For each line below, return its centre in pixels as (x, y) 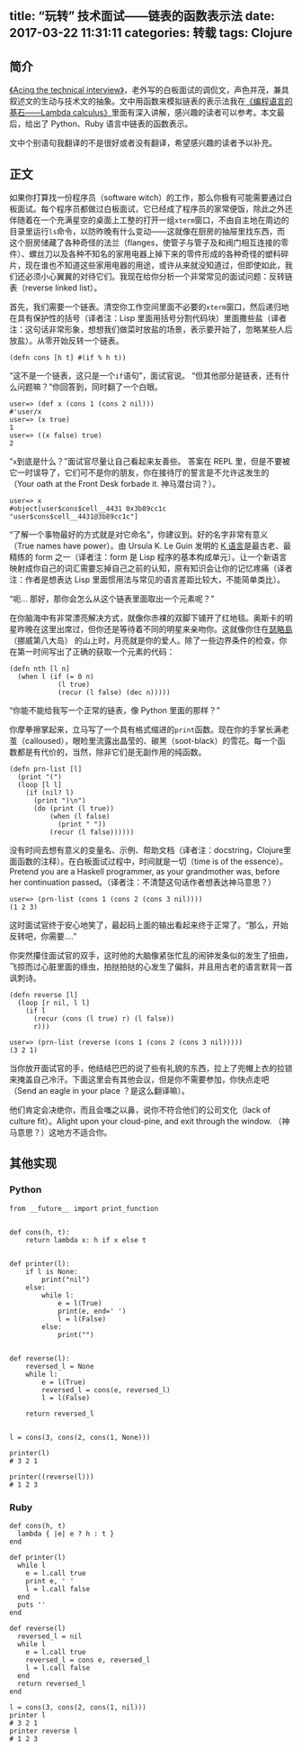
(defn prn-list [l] (46, 769)
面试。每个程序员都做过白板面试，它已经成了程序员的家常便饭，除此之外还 (155, 209)
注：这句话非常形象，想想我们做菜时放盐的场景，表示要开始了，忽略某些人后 (151, 330)
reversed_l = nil (50, 1636)
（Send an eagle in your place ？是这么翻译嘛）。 (100, 1091)
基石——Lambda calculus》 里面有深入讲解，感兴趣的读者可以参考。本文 (143, 113)
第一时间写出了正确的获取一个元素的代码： (96, 652)
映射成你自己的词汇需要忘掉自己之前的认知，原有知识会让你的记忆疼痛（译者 (151, 568)
